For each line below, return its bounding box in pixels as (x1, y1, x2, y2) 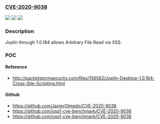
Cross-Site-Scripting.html (12, 80, 65, 86)
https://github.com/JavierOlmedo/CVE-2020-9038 (12, 103, 117, 109)
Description (5, 28, 34, 35)
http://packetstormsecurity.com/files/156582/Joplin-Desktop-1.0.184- (12, 75, 155, 81)
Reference (5, 64, 27, 70)
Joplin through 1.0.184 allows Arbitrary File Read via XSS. (5, 39, 122, 45)
